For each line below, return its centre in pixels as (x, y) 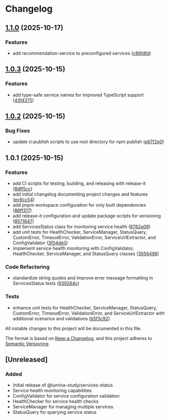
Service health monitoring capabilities (52, 390)
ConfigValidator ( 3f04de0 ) (40, 243)
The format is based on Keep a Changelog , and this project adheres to (79, 338)
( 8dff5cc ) (23, 188)
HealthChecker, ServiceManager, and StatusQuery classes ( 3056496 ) (86, 254)
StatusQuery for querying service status (55, 412)
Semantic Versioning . (27, 344)
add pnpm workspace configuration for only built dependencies (79, 205)
